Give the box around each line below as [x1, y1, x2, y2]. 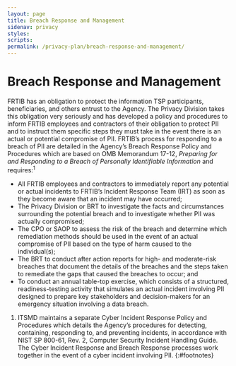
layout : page [7, 10, 46, 18]
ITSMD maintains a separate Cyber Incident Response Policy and [17, 313, 207, 321]
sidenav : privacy [7, 23, 59, 30]
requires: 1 [7, 164, 35, 174]
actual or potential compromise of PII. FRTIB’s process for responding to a [7, 134, 223, 143]
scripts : [7, 37, 33, 44]
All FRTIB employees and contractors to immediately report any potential [17, 179, 230, 188]
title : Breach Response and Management [7, 17, 125, 24]
